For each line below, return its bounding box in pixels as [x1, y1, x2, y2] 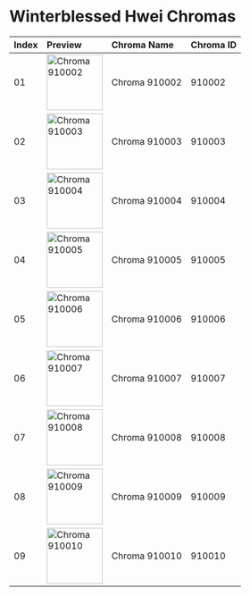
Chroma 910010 [111, 550, 183, 562]
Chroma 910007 [111, 372, 183, 384]
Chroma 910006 [111, 313, 183, 325]
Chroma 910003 [111, 135, 183, 147]
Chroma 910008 [111, 431, 183, 443]
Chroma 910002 [111, 76, 183, 88]
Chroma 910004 [111, 194, 183, 206]
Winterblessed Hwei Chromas [9, 6, 237, 27]
